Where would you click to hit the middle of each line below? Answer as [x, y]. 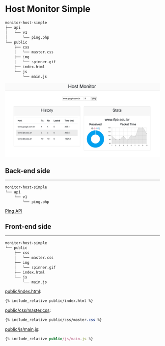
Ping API [14, 211]
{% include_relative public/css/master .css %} [54, 320]
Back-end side [28, 171]
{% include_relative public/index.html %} [49, 301]
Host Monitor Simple [48, 9]
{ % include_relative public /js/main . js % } [49, 339]
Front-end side [28, 226]
